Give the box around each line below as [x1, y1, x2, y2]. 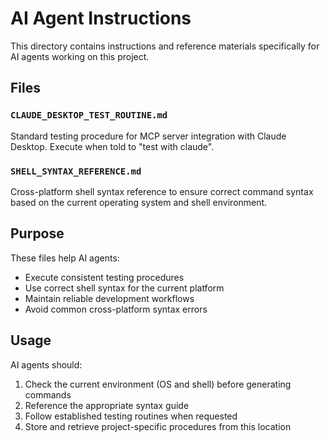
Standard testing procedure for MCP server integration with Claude [10, 130, 287, 142]
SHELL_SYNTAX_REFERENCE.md [10, 165, 142, 177]
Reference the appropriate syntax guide [24, 399, 190, 411]
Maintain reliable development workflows [24, 292, 195, 304]
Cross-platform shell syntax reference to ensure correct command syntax [10, 185, 314, 197]
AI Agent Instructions [10, 7, 192, 30]
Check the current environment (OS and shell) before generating [24, 378, 292, 390]
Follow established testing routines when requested [24, 410, 238, 422]
